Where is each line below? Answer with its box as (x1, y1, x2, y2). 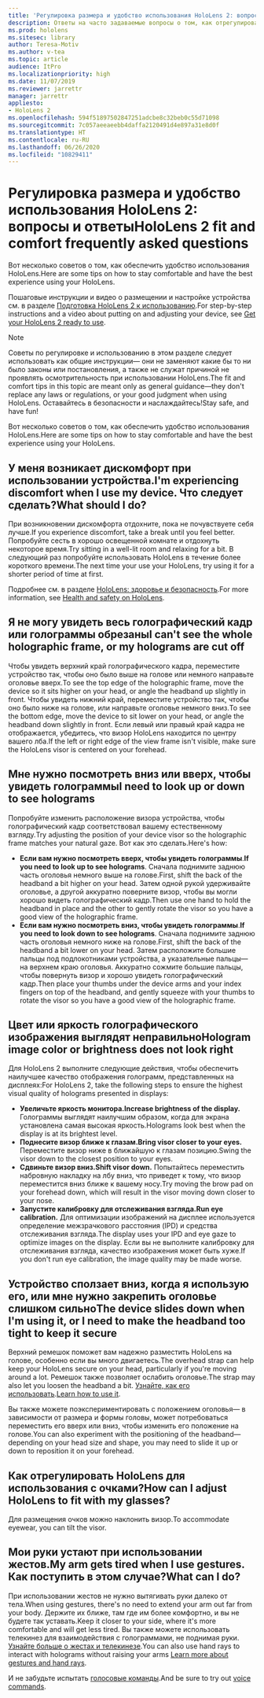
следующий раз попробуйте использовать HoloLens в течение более (8, 552, 241, 562)
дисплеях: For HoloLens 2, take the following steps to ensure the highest (8, 1080, 244, 1090)
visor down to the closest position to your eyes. (19, 1154, 174, 1164)
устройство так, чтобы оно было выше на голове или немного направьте (8, 670, 254, 679)
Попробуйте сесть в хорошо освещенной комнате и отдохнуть (8, 536, 220, 545)
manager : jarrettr (8, 92, 68, 100)
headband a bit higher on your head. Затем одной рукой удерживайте (19, 878, 251, 888)
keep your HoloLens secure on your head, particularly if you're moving (8, 1364, 237, 1374)
